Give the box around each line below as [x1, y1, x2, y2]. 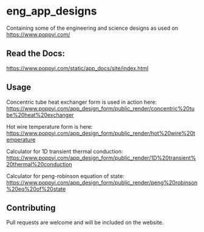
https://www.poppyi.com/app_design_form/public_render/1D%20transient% [6, 154, 196, 162]
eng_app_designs [6, 4, 97, 18]
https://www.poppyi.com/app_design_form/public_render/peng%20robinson [6, 179, 198, 186]
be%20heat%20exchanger [6, 111, 74, 118]
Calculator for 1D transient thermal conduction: [6, 148, 123, 155]
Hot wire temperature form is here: [6, 123, 93, 130]
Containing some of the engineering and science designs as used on [6, 24, 178, 32]
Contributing [6, 202, 56, 213]
